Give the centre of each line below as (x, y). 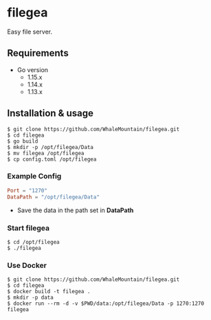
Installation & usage (51, 114)
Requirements (38, 53)
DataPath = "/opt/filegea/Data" (53, 197)
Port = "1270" (27, 190)
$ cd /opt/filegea (33, 242)
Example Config (34, 176)
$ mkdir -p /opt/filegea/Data (51, 147)
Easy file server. (30, 32)
